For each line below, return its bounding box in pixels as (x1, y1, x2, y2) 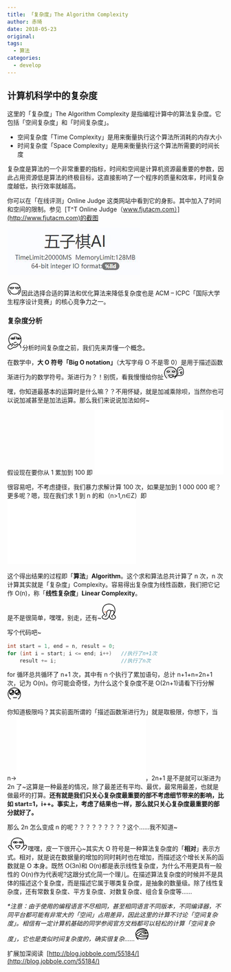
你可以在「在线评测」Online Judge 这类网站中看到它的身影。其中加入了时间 (7, 196, 221, 204)
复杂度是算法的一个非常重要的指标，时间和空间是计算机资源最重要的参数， (7, 164, 218, 173)
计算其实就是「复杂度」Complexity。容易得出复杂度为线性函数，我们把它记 (7, 580, 220, 588)
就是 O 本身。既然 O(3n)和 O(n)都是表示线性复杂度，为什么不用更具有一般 (12, 862, 222, 870)
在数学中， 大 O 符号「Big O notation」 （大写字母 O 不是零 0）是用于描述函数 (7, 358, 223, 366)
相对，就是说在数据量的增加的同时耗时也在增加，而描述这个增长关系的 (19, 853, 218, 861)
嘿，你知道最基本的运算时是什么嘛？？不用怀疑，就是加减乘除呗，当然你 (7, 387, 212, 396)
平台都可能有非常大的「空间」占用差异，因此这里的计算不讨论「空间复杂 (12, 911, 218, 919)
